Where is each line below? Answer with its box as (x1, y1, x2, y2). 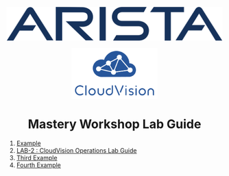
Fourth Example (16, 161, 61, 169)
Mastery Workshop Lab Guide (27, 116, 202, 132)
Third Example (16, 154, 58, 162)
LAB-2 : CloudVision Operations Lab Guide (16, 147, 137, 155)
